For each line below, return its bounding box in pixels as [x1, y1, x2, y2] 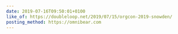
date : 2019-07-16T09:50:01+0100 [6, 8, 85, 14]
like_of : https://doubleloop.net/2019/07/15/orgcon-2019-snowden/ [6, 14, 173, 20]
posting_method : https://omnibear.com [6, 19, 101, 25]
